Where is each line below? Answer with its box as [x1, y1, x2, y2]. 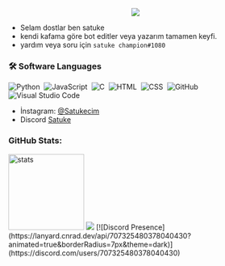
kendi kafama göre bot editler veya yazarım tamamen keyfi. [19, 32, 218, 40]
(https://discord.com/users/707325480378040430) [8, 247, 181, 258]
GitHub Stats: [8, 135, 63, 146]
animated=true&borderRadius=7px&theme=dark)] [8, 239, 173, 249]
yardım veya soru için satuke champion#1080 [19, 40, 166, 49]
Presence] [130, 222, 165, 232]
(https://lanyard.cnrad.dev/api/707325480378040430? [8, 230, 192, 240]
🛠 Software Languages [8, 61, 102, 72]
